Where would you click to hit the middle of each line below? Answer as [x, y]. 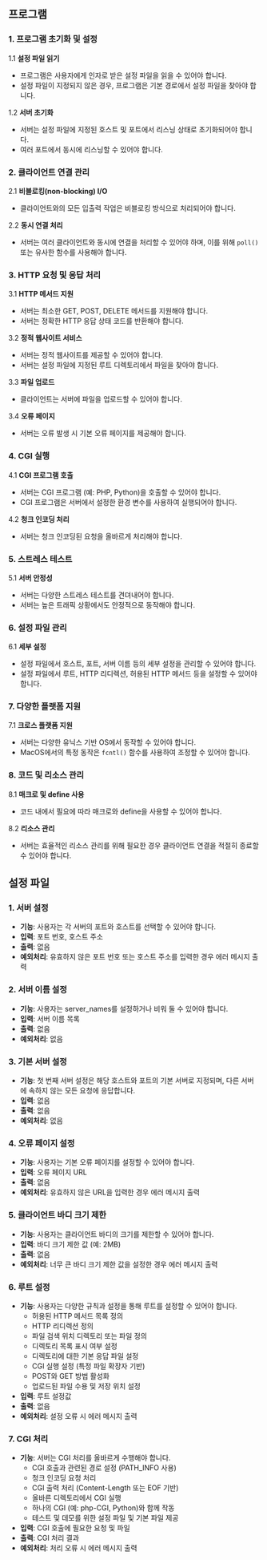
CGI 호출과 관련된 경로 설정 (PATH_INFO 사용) [104, 1468]
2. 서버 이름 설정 [38, 990]
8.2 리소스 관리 [32, 828]
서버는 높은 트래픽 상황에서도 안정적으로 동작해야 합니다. [108, 604]
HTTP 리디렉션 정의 [63, 1326]
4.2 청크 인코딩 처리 [39, 519]
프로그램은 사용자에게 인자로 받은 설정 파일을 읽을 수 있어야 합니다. [123, 75]
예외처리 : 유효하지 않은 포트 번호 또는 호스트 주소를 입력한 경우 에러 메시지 [135, 957]
